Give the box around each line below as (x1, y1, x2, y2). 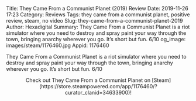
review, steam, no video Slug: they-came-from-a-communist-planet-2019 (6, 17, 183, 24)
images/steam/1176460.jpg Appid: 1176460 (6, 42, 109, 49)
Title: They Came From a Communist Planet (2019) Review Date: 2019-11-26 (6, 5, 188, 12)
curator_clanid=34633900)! (65, 89, 132, 96)
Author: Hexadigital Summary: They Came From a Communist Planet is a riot (6, 23, 190, 30)
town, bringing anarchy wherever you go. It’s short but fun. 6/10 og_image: (6, 36, 186, 42)
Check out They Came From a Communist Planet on (25, 77, 151, 84)
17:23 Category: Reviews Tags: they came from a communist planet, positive (6, 11, 190, 18)
